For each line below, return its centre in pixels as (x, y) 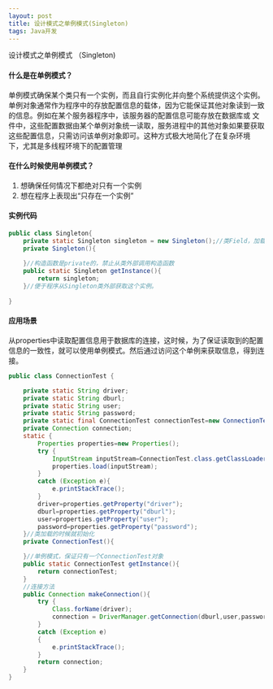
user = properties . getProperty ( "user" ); (103, 519)
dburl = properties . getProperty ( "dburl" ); (107, 511)
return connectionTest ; (78, 571)
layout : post (30, 16)
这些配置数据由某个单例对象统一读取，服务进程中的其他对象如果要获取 (147, 125)
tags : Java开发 (33, 31)
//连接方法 (39, 587)
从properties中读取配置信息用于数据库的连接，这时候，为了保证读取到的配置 (136, 340)
